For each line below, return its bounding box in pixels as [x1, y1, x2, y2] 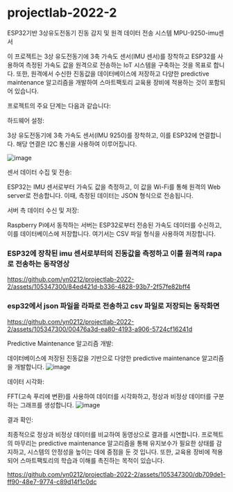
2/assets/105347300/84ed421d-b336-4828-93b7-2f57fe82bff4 [7, 282, 191, 291]
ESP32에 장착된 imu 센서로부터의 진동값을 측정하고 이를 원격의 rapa [7, 248, 222, 258]
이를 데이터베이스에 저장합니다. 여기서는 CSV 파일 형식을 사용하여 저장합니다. [7, 229, 216, 237]
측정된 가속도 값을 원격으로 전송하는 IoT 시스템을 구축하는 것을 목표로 [25, 60, 212, 69]
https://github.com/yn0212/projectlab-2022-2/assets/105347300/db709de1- [7, 470, 226, 478]
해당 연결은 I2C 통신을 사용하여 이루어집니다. [16, 139, 137, 148]
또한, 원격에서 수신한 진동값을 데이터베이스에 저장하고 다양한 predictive [16, 69, 209, 78]
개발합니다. [14, 362, 45, 371]
